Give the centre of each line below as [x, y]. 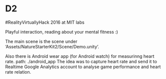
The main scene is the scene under [41, 41]
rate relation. [18, 72]
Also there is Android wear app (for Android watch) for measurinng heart [80, 56]
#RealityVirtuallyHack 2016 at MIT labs [45, 22]
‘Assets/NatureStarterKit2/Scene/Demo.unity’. [52, 46]
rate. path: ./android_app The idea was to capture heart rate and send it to [81, 61]
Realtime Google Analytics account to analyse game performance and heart [83, 67]
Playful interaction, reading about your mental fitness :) [62, 32]
